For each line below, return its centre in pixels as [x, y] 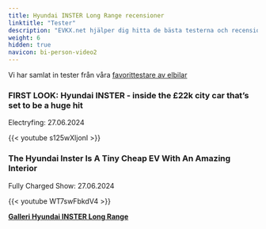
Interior [23, 169]
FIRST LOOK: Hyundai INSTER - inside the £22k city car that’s [129, 95]
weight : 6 [25, 38]
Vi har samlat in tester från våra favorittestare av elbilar [98, 75]
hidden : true [30, 45]
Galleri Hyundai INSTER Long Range [68, 216]
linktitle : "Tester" [42, 23]
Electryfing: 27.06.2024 [46, 123]
